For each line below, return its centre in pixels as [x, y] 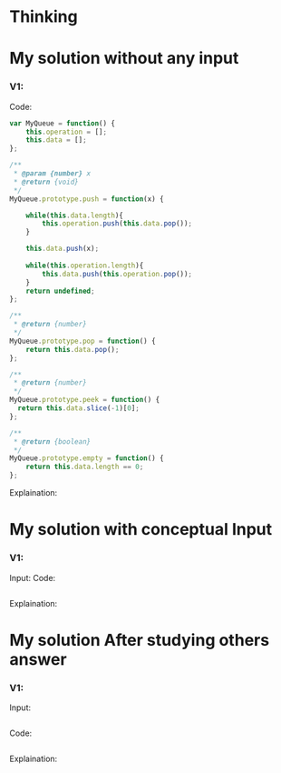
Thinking [44, 17]
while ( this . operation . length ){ [85, 266]
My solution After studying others [140, 640]
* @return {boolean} [52, 442]
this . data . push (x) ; [63, 249]
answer [38, 659]
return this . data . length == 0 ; [85, 467]
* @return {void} [46, 182]
